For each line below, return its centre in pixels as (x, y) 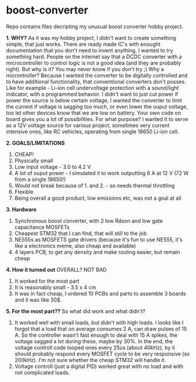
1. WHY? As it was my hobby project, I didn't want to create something (91, 38)
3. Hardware (21, 209)
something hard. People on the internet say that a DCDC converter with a (94, 56)
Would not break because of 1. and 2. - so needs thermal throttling (94, 185)
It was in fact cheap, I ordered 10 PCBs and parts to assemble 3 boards (100, 293)
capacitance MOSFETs (42, 227)
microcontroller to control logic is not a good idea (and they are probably (94, 63)
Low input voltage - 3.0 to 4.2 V (53, 167)
